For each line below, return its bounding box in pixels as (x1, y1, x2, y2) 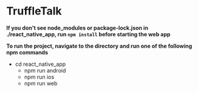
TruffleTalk (6, 4, 62, 18)
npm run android (24, 66, 66, 74)
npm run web (24, 80, 58, 87)
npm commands (6, 48, 49, 56)
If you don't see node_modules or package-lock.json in (6, 24, 149, 31)
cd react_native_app (15, 60, 66, 68)
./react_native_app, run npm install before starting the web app (6, 30, 171, 37)
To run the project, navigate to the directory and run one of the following (6, 42, 193, 50)
